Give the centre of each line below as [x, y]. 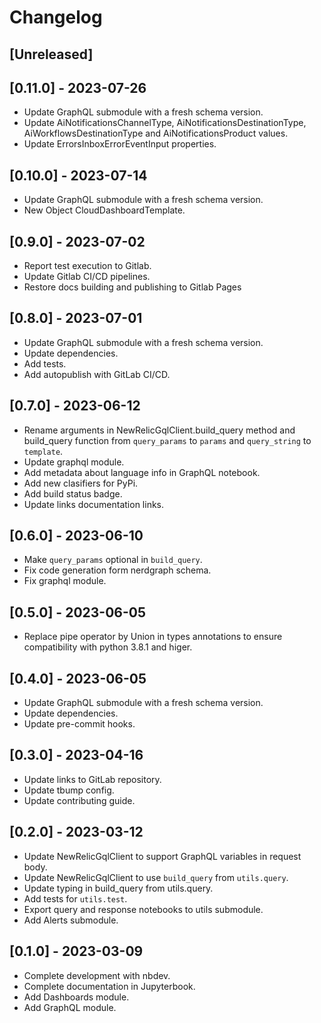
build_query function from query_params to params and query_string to [167, 440]
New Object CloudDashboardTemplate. [104, 210]
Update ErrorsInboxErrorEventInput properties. [120, 144]
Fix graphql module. [65, 581]
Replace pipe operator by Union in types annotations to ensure [153, 637]
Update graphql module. [74, 462]
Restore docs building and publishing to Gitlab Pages [132, 287]
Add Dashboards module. [76, 997]
